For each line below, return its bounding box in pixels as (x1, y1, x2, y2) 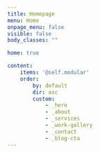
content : (7, 62, 33, 69)
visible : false (7, 30, 52, 38)
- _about (44, 108, 71, 115)
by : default (32, 82, 68, 89)
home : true (7, 50, 39, 57)
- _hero (44, 102, 68, 109)
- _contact (44, 128, 77, 135)
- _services (44, 115, 80, 123)
